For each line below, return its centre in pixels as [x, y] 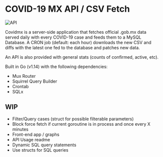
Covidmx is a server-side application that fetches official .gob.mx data [76, 32]
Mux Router [24, 76]
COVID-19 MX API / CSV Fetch [68, 9]
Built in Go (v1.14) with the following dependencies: [56, 67]
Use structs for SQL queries [40, 150]
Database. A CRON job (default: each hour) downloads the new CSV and [78, 42]
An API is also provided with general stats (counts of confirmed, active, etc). [82, 57]
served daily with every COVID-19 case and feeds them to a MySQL [73, 37]
